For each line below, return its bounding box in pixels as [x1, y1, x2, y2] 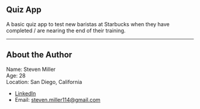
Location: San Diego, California [6, 78, 82, 85]
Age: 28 [6, 71, 26, 79]
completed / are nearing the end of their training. [6, 27, 126, 34]
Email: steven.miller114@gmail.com [14, 96, 101, 103]
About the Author [6, 50, 73, 60]
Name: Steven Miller [6, 66, 56, 73]
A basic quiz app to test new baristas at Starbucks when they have [6, 20, 170, 27]
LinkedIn [14, 89, 36, 97]
